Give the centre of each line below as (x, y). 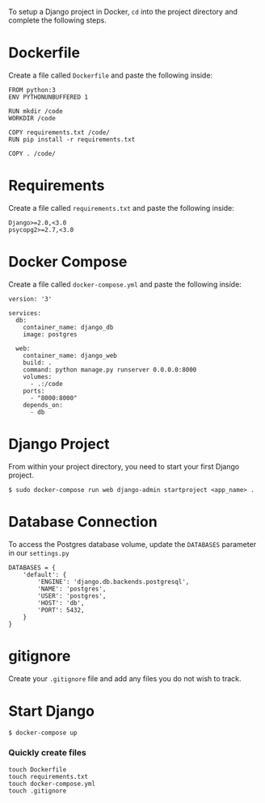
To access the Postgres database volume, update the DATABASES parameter (132, 544)
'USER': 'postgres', (72, 596)
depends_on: (43, 405)
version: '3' (30, 299)
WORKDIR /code (32, 118)
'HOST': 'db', (61, 603)
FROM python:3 (32, 90)
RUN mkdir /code (36, 111)
